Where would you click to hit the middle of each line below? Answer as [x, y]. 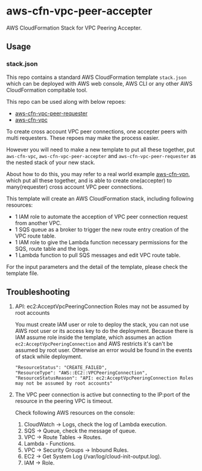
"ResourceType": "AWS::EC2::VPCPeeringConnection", [81, 373]
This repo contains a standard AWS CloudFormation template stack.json [96, 77]
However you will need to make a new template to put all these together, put [101, 150]
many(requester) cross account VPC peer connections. [75, 187]
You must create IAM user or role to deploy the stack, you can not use [102, 324]
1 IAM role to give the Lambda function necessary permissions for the [101, 242]
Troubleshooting [38, 292]
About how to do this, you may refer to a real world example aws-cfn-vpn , [98, 174]
